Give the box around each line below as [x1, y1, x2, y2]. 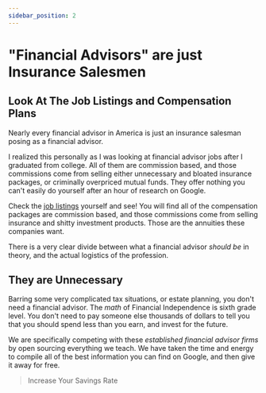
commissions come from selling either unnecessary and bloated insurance [8, 169, 253, 178]
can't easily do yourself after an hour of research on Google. [8, 185, 206, 195]
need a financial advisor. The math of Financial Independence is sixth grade [8, 303, 256, 313]
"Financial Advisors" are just [8, 45, 202, 64]
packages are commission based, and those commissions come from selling [8, 209, 258, 219]
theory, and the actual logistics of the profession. [8, 250, 169, 259]
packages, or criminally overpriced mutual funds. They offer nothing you [8, 177, 245, 187]
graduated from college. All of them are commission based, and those [8, 160, 237, 169]
